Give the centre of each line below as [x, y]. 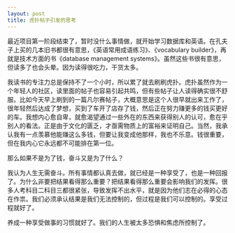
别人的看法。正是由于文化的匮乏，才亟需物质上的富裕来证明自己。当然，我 [114, 126]
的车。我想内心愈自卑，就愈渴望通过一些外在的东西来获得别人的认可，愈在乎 [117, 116]
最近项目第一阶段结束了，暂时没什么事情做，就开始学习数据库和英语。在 [111, 41]
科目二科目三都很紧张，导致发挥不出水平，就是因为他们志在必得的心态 [127, 190]
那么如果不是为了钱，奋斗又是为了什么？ [65, 158]
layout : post [26, 14]
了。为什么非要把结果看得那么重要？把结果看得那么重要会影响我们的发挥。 [114, 181]
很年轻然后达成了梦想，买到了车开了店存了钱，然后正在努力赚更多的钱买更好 [117, 108]
